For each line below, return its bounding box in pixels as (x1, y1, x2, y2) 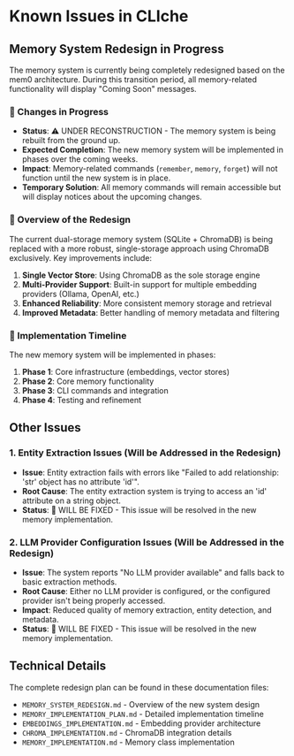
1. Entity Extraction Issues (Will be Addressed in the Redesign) (9, 447, 282, 459)
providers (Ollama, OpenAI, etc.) (21, 288, 139, 299)
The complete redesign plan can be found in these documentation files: (9, 682, 269, 692)
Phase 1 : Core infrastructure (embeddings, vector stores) (21, 366, 230, 377)
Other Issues (9, 420, 81, 435)
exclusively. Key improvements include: (9, 252, 153, 263)
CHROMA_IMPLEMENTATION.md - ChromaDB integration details (21, 727, 232, 737)
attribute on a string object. (21, 495, 122, 506)
